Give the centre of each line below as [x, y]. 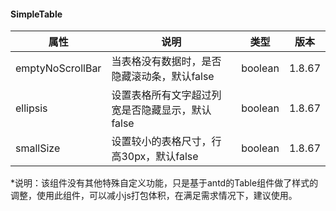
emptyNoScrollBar [58, 68]
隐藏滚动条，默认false [163, 77]
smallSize [38, 148]
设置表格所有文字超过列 [166, 95]
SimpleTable [36, 14]
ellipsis [31, 108]
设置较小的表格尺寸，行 [166, 142]
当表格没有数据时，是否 [166, 62]
